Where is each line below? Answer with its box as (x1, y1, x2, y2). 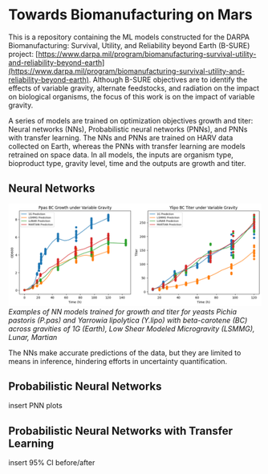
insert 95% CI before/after (8, 458, 95, 468)
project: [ (8, 49, 39, 59)
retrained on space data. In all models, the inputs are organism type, (8, 150, 234, 160)
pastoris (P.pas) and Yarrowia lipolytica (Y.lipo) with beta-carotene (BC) (8, 315, 248, 325)
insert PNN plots (8, 401, 63, 411)
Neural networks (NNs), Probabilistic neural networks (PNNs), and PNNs (8, 124, 248, 134)
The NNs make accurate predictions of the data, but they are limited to (8, 347, 242, 358)
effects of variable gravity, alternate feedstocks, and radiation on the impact (8, 83, 259, 93)
